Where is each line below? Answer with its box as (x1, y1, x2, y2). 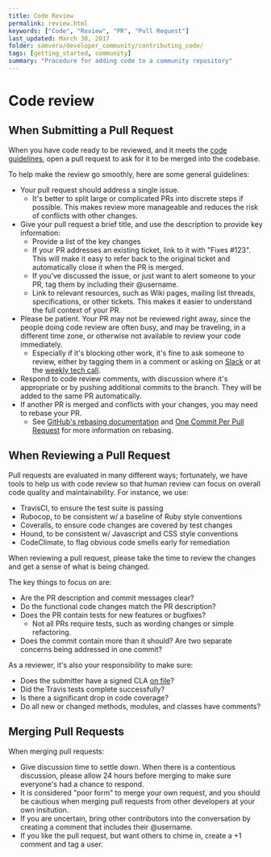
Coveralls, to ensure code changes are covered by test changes (19, 520, 233, 530)
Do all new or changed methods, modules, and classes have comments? (19, 701, 261, 711)
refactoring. (31, 627, 72, 636)
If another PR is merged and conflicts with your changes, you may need (19, 399, 258, 409)
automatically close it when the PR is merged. (31, 262, 184, 271)
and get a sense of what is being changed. (8, 561, 151, 571)
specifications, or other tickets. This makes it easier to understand (31, 296, 252, 306)
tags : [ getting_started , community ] (8, 49, 131, 57)
